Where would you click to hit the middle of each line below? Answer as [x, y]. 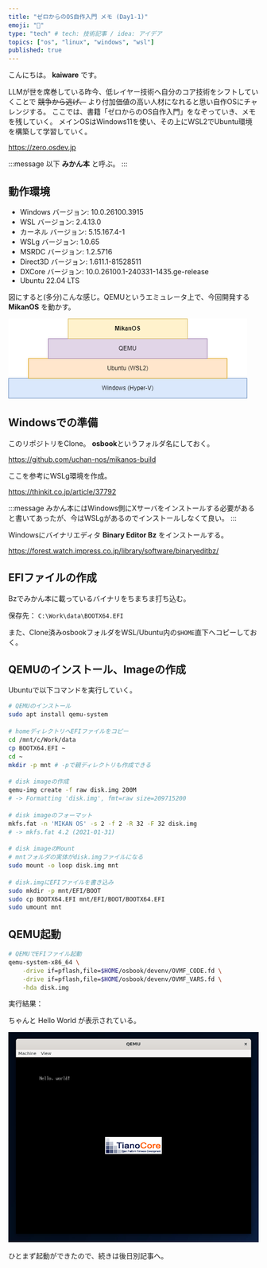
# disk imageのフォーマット [50, 815]
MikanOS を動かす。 [42, 307]
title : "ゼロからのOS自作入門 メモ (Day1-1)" [78, 17]
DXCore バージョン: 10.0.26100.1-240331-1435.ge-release [114, 271]
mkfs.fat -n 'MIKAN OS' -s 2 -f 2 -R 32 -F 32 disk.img [103, 824]
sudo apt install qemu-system [58, 715]
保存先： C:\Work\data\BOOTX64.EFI [66, 615]
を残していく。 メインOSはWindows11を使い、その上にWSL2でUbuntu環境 [130, 122]
